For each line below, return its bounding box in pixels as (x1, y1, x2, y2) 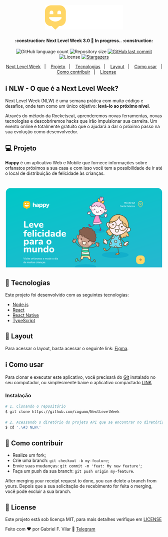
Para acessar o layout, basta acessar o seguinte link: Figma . (5, 345, 129, 351)
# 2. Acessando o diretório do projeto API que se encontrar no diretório (5, 420, 164, 425)
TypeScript (12, 318, 35, 324)
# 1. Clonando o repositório (5, 404, 66, 409)
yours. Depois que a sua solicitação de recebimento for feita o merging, (5, 483, 153, 489)
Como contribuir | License (56, 69, 116, 75)
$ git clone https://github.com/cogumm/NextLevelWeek (5, 409, 120, 414)
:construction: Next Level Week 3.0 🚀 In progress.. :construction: (14, 38, 153, 44)
